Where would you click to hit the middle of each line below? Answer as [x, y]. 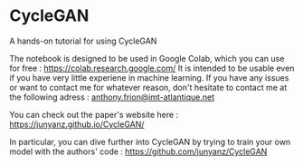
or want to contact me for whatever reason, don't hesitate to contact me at [148, 87]
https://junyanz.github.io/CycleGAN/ [77, 124]
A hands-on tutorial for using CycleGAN [83, 41]
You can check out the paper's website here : [94, 114]
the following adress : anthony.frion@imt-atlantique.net [112, 97]
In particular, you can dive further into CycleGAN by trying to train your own [150, 142]
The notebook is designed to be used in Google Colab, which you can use [147, 58]
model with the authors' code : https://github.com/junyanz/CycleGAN [138, 151]
